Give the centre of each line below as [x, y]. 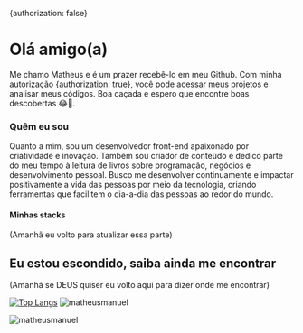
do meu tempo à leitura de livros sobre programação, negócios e [130, 165]
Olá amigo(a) [59, 50]
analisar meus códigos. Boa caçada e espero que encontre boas [129, 93]
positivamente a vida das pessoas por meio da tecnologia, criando [133, 185]
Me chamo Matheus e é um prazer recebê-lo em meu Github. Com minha [146, 74]
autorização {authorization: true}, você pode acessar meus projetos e [139, 84]
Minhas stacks [38, 215]
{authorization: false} [48, 13]
